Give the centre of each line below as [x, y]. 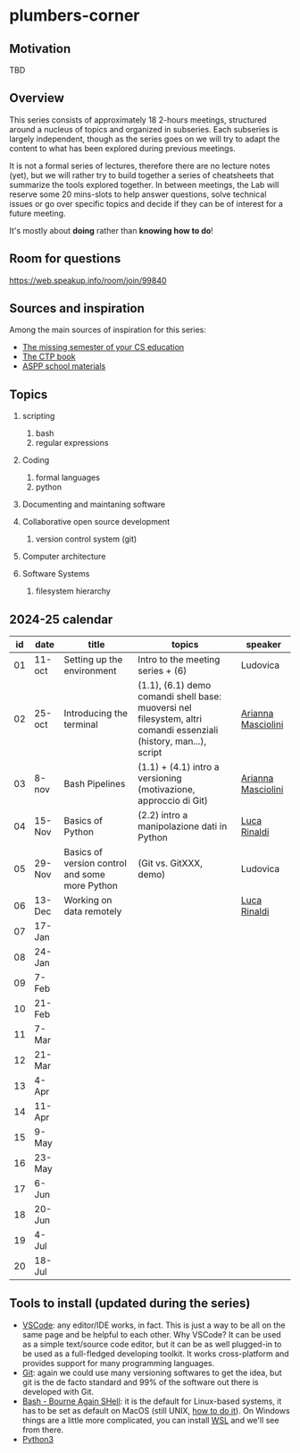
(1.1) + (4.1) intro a [179, 767]
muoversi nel [165, 708]
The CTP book [49, 357]
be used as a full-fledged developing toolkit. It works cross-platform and [155, 1354]
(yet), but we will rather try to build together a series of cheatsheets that [142, 175]
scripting [38, 416]
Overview [37, 98]
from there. [43, 1430]
